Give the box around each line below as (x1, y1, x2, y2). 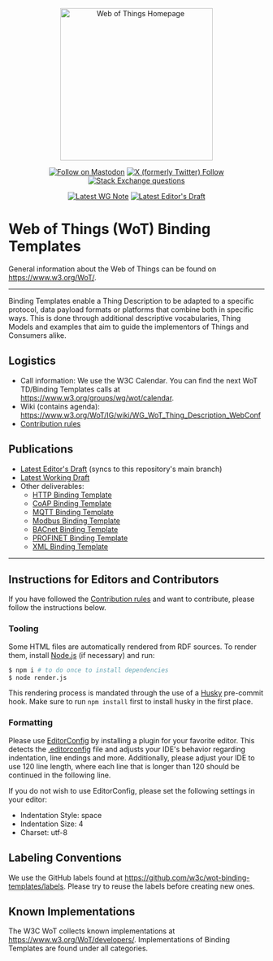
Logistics (8, 354, 56, 368)
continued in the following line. (8, 770, 111, 780)
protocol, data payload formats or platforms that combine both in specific (8, 305, 254, 314)
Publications (8, 443, 74, 457)
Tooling (8, 623, 39, 634)
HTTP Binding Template (32, 490, 112, 500)
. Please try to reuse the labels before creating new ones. (63, 881, 255, 891)
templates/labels (8, 881, 64, 891)
